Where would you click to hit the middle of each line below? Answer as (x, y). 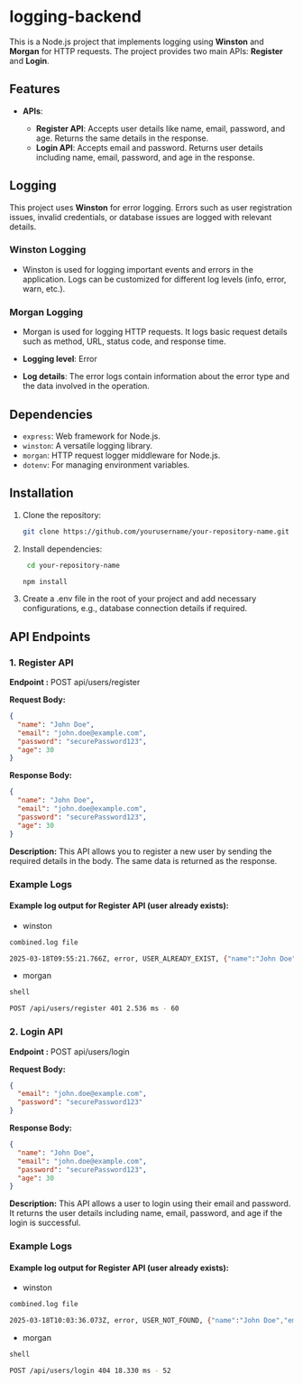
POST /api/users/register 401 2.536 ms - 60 (94, 1008)
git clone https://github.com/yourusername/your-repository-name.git (156, 531)
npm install (45, 581)
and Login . (29, 60)
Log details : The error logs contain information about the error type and (156, 376)
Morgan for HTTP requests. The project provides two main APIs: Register (146, 51)
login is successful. (45, 1223)
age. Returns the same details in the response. (122, 138)
